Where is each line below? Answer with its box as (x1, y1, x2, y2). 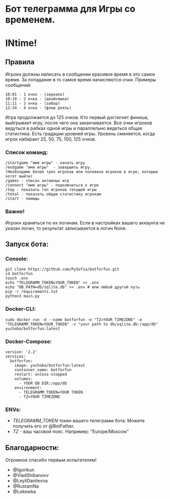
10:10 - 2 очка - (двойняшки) (5, 97, 70, 102)
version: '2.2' (5, 350, 38, 355)
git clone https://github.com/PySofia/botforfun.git (5, 267, 120, 272)
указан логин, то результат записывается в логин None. (5, 225, 127, 231)
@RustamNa (12, 483, 39, 489)
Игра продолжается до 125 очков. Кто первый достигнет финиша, (5, 115, 149, 121)
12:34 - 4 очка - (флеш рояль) (5, 105, 72, 110)
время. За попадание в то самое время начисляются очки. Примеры (5, 77, 156, 83)
